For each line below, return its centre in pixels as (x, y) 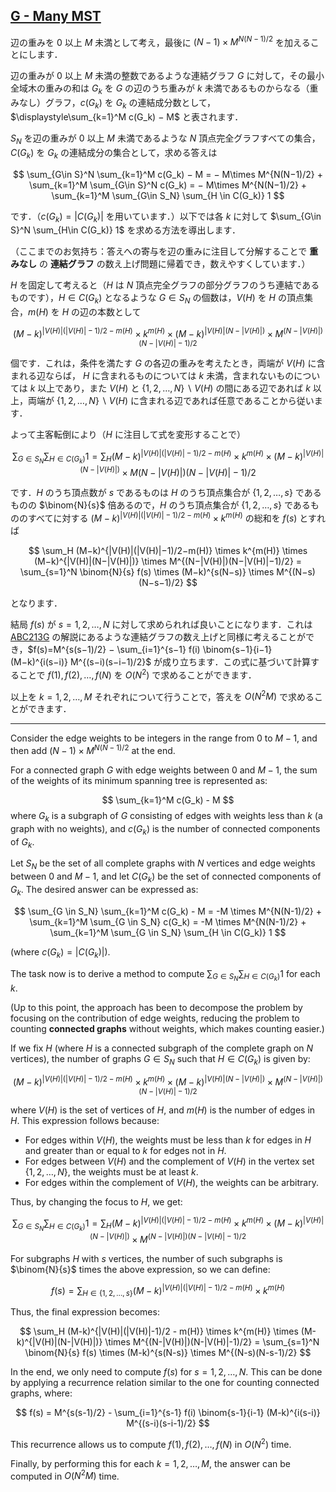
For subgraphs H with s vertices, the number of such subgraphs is (146, 1258)
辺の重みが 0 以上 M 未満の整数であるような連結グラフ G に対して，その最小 (167, 76)
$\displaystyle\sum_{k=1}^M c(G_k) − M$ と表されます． (127, 117)
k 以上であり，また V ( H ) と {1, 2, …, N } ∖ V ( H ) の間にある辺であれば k (170, 388)
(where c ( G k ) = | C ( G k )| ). (60, 952)
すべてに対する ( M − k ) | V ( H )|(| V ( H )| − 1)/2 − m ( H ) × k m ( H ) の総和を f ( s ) (162, 517)
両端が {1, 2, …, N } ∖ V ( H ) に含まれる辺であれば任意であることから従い (171, 400)
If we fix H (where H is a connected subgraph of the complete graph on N (162, 1048)
